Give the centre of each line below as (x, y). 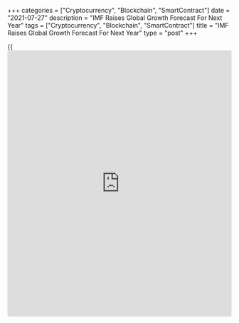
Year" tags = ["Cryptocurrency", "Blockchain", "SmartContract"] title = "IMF (118, 25)
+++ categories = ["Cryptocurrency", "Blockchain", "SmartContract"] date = (119, 10)
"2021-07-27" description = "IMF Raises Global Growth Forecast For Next (115, 18)
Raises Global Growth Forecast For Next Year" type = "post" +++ (102, 33)
